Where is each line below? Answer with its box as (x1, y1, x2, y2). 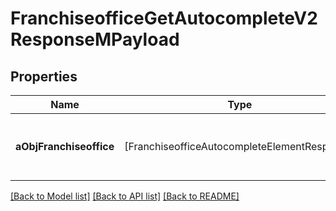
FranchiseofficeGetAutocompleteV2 (10, 7, 318, 30)
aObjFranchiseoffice (15, 140, 115, 153)
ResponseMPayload (10, 28, 180, 51)
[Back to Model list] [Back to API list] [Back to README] (10, 190, 240, 202)
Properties (10, 68, 78, 85)
